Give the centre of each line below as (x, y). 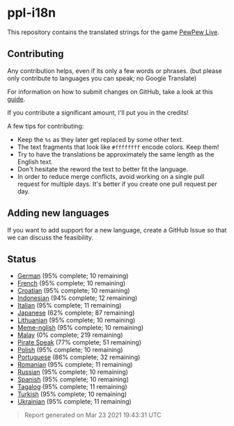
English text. (35, 161)
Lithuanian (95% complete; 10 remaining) (76, 320)
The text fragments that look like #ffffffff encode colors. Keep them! (118, 147)
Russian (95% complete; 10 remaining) (73, 372)
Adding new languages (58, 213)
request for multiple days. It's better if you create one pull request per (117, 184)
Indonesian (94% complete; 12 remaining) (77, 298)
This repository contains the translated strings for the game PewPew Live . (113, 32)
